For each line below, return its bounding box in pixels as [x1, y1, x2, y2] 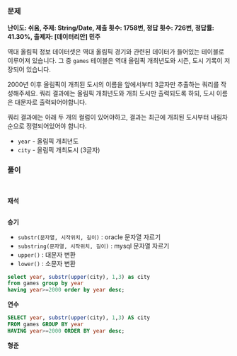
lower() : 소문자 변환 [17, 259, 76, 268]
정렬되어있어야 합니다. [25, 122, 87, 130]
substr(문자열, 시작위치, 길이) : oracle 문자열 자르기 [17, 232, 161, 241]
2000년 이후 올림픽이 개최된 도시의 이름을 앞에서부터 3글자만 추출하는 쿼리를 [7, 80, 219, 89]
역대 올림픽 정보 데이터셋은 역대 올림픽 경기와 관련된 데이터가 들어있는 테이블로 [7, 47, 225, 56]
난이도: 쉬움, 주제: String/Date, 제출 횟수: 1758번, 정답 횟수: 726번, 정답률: [7, 23, 214, 33]
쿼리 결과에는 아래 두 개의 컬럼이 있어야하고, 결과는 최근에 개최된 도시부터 [7, 113, 209, 122]
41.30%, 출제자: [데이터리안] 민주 [7, 33, 101, 41]
